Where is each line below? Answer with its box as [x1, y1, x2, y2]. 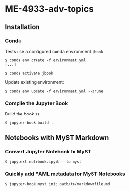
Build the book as [5, 111, 40, 117]
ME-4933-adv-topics [5, 3, 94, 15]
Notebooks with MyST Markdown [5, 134, 109, 142]
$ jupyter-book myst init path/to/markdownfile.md [5, 182, 110, 187]
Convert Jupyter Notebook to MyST [5, 148, 92, 155]
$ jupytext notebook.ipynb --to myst [5, 159, 82, 164]
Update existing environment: [5, 79, 64, 85]
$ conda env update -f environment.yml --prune [5, 89, 104, 94]
